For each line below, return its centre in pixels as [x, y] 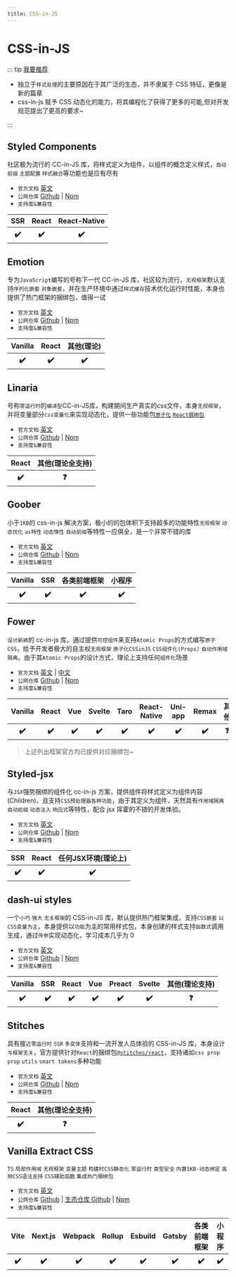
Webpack [79, 1235]
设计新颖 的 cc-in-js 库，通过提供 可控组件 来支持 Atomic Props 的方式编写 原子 [112, 640]
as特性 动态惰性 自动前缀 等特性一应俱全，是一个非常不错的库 [108, 531]
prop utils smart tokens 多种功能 [54, 1061]
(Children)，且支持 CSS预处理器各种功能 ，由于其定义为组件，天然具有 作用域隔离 [116, 801]
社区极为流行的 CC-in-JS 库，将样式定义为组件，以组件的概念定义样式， [112, 164]
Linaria [23, 388]
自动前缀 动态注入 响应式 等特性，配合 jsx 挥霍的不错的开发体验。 [96, 809]
